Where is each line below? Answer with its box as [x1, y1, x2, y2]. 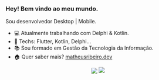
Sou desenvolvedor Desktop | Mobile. [5, 18, 97, 25]
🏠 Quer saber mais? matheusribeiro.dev [13, 53, 113, 60]
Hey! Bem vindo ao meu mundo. [5, 5, 99, 13]
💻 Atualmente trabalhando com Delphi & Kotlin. [13, 30, 130, 37]
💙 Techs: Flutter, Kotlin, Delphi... [13, 38, 92, 45]
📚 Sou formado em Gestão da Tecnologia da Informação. [13, 44, 154, 51]
